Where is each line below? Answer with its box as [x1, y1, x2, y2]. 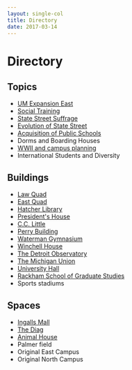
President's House [17, 212, 71, 221]
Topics [7, 81, 38, 93]
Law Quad [17, 190, 47, 199]
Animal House [17, 333, 58, 341]
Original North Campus [17, 355, 83, 363]
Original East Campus [17, 348, 80, 356]
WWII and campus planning [17, 144, 97, 152]
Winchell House [17, 242, 63, 251]
